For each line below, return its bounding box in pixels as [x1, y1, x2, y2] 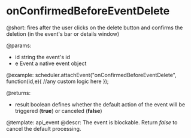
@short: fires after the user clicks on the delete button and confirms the [6, 24, 183, 31]
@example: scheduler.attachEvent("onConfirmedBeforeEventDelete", [6, 71, 177, 78]
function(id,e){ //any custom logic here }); [6, 78, 109, 85]
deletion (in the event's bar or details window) [6, 30, 120, 37]
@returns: [6, 89, 31, 96]
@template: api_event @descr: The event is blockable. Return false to [6, 118, 178, 126]
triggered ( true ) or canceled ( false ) [14, 107, 102, 114]
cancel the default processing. [6, 125, 81, 132]
